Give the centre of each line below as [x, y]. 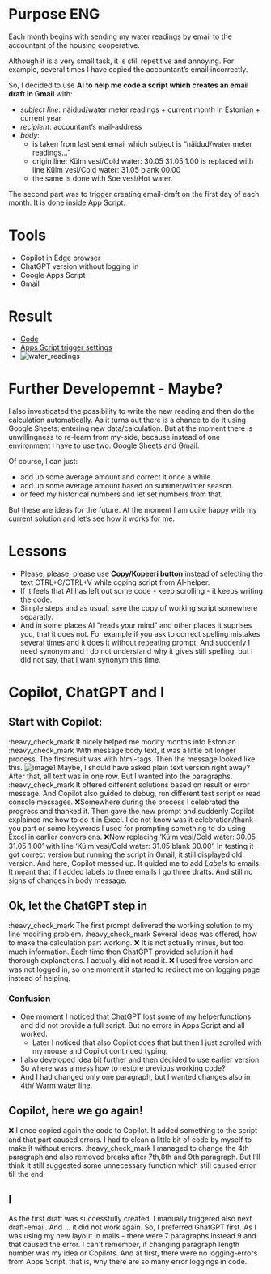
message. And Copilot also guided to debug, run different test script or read [135, 793]
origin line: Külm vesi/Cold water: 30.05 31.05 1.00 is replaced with [143, 161]
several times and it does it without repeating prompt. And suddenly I [135, 642]
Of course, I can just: [43, 461]
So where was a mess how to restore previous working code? [123, 1068]
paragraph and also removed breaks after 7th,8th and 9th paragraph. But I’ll [134, 1157]
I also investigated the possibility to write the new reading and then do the [131, 411]
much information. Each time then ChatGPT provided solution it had [121, 952]
